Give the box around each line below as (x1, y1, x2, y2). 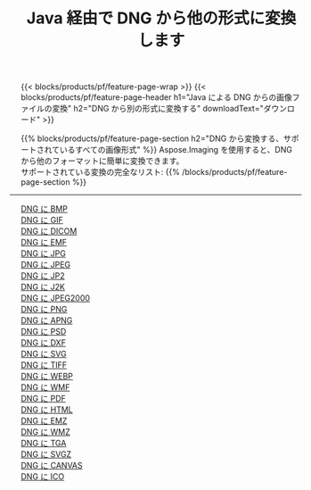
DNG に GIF (20, 215, 63, 226)
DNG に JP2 (20, 270, 65, 281)
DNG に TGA (20, 438, 67, 449)
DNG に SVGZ (20, 449, 72, 460)
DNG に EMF (20, 237, 68, 248)
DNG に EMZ (20, 416, 68, 427)
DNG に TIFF (20, 360, 68, 370)
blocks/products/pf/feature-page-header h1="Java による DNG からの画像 (20, 92, 292, 103)
